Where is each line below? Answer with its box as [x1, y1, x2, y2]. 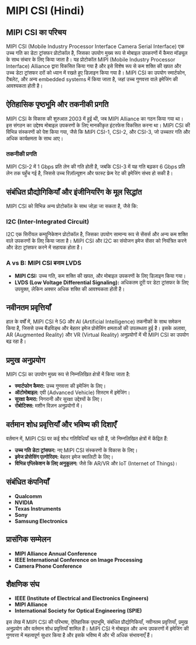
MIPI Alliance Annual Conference [14, 550, 97, 557]
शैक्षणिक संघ [6, 579, 40, 589]
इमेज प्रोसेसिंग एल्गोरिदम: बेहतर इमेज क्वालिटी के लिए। [14, 453, 114, 460]
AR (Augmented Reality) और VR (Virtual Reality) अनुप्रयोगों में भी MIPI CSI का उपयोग [6, 332, 189, 339]
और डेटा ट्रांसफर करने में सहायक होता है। [6, 244, 83, 251]
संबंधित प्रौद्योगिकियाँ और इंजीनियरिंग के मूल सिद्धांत [6, 187, 142, 197]
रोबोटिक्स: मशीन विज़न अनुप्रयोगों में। [14, 402, 83, 409]
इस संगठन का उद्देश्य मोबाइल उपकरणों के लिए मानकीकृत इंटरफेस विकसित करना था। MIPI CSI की [6, 122, 190, 129]
